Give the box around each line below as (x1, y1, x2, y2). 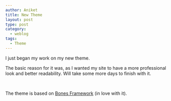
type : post (5, 22, 29, 27)
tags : (5, 36, 17, 42)
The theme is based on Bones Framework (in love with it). (5, 90, 127, 96)
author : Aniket (5, 7, 38, 13)
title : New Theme (5, 12, 43, 17)
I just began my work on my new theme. (5, 55, 90, 61)
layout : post (5, 17, 33, 22)
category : (5, 27, 27, 32)
